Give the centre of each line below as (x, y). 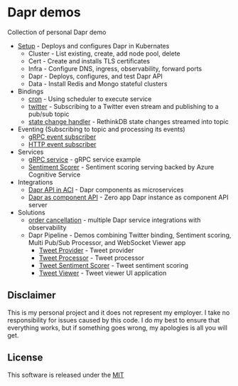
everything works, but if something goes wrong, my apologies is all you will (117, 328)
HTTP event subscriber (62, 144)
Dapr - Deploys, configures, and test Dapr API (96, 76)
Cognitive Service (54, 174)
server (38, 204)
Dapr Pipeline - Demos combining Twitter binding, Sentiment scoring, (130, 235)
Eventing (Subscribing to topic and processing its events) (102, 129)
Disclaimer (32, 295)
